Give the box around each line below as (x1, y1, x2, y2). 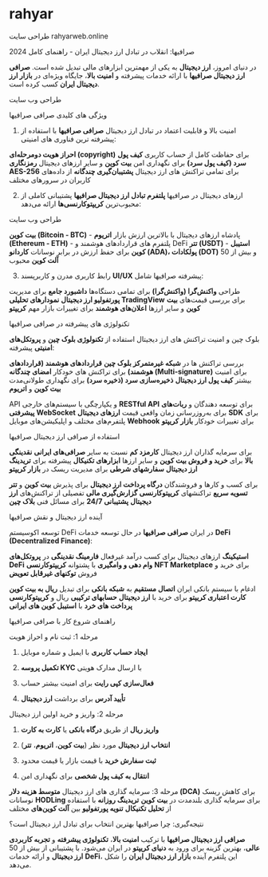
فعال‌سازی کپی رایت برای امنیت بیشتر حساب (20, 678, 154, 688)
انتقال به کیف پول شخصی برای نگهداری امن (20, 771, 150, 780)
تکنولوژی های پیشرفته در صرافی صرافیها (9, 319, 130, 328)
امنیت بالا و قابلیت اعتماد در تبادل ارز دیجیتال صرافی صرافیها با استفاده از (20, 125, 237, 135)
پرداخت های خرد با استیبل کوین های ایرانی (9, 601, 132, 610)
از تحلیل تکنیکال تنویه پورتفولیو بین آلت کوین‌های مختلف (9, 804, 172, 813)
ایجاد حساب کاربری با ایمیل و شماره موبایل (20, 647, 148, 657)
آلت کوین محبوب (9, 255, 59, 264)
